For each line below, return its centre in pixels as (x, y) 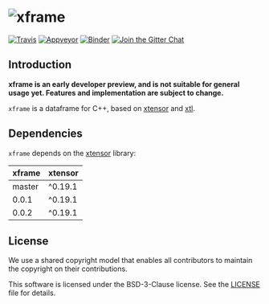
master (25, 187)
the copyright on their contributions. (68, 269)
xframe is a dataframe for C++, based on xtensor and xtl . (102, 108)
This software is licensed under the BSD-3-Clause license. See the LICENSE (134, 285)
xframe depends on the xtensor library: (72, 153)
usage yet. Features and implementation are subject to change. (116, 92)
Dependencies (45, 134)
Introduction (40, 65)
